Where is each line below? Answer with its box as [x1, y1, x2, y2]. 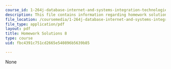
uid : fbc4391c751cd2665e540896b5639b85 [5, 41, 90, 46]
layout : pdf [5, 26, 31, 31]
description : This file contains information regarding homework [5, 12, 147, 17]
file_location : [5, 17, 38, 22]
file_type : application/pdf [5, 21, 65, 27]
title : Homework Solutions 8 [5, 31, 67, 36]
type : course [5, 36, 33, 41]
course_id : [5, 7, 28, 13]
